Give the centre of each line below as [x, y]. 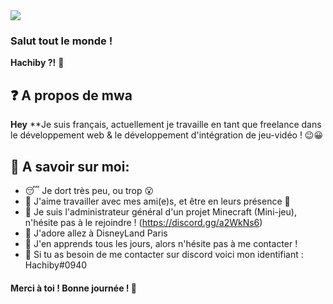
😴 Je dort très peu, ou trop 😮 [89, 190]
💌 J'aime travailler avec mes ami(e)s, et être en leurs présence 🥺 [157, 201]
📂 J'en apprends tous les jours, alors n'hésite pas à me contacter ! [161, 243]
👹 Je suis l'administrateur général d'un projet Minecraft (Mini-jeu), [160, 211]
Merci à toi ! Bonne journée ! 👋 [74, 288]
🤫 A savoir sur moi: [70, 166]
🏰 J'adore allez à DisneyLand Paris [96, 233]
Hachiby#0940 [56, 265]
